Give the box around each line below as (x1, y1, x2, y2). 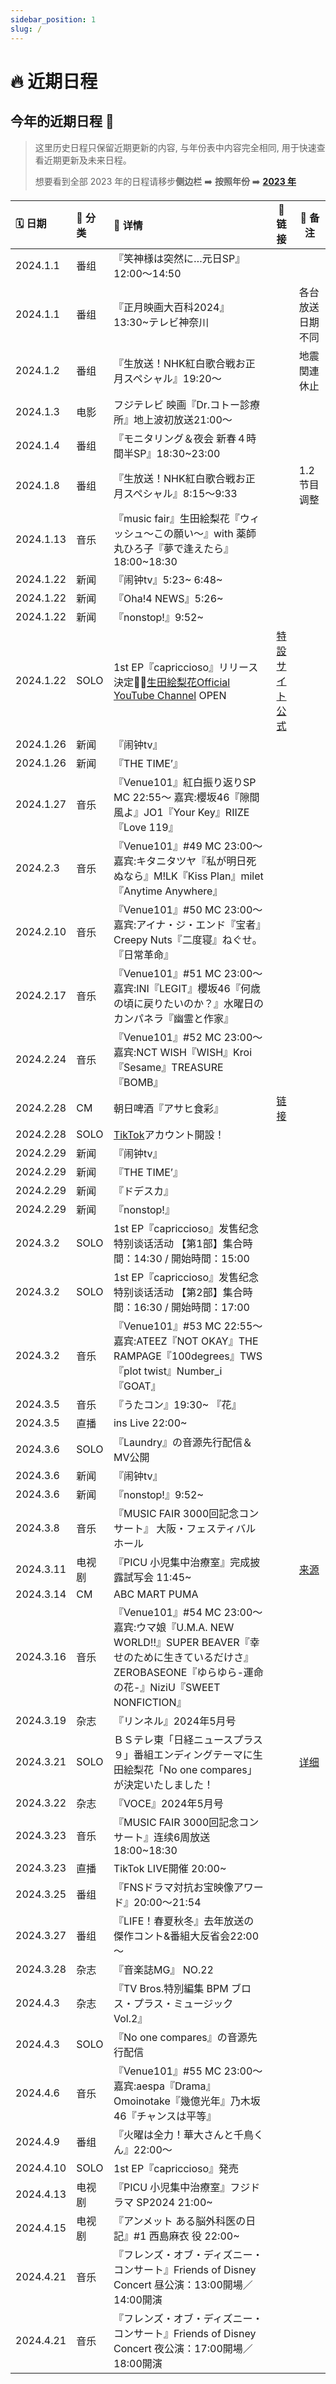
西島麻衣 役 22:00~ (148, 2229, 240, 2243)
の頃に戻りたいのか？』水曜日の (113, 996, 264, 1010)
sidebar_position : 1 (10, 14, 97, 25)
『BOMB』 (113, 1075, 164, 1089)
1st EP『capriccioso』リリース (113, 660, 259, 674)
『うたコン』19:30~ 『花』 (113, 1397, 242, 1411)
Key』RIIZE (197, 805, 250, 819)
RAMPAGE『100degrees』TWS (113, 1349, 263, 1363)
